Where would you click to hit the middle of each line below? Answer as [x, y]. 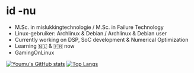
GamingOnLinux [34, 52]
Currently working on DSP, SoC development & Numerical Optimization [101, 39]
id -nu [21, 11]
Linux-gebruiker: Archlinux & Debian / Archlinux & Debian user [91, 33]
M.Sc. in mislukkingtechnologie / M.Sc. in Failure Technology [89, 27]
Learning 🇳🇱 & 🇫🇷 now [45, 46]
